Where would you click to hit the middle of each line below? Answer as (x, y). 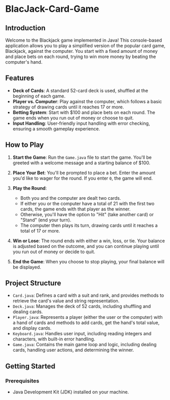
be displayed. (27, 267)
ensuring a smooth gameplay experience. (56, 128)
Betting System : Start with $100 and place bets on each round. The (84, 112)
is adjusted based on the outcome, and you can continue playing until (86, 246)
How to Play (25, 145)
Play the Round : (30, 188)
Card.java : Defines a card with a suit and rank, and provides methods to (88, 295)
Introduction (26, 28)
